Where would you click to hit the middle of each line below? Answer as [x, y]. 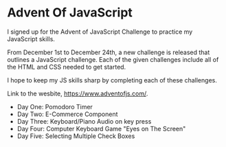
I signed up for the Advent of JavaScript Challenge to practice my [100, 32]
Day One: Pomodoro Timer [55, 106]
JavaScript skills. [31, 38]
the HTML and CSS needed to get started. [67, 67]
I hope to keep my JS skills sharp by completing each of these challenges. [112, 80]
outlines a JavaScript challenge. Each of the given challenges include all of [113, 59]
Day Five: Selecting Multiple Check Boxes [76, 136]
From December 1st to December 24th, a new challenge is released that [109, 52]
